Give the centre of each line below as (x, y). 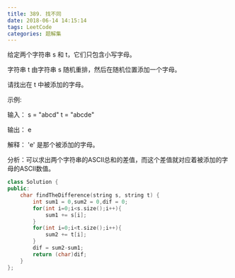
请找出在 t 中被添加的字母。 (47, 85)
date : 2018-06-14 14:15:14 (47, 21)
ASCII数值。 (37, 169)
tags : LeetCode (30, 27)
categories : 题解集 (34, 34)
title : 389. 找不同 (34, 14)
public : (19, 189)
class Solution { (33, 182)
